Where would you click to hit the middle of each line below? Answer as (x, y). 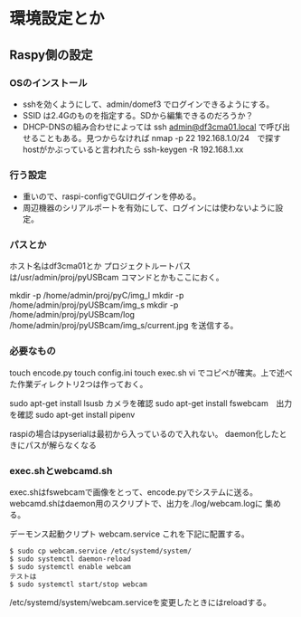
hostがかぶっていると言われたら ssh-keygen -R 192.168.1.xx (133, 149)
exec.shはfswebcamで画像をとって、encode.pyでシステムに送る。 (134, 492)
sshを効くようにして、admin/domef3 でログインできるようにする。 (148, 104)
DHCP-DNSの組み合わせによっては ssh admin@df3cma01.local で (144, 127)
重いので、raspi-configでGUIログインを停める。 (112, 196)
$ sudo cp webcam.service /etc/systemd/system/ (101, 551)
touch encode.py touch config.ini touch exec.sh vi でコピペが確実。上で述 (147, 373)
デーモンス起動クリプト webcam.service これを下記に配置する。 (130, 534)
